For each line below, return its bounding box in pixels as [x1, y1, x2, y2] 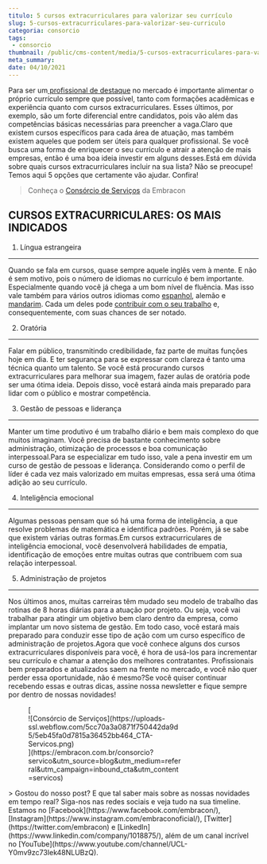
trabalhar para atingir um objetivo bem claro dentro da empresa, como [8, 613, 238, 622]
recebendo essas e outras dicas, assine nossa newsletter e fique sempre [8, 681, 248, 690]
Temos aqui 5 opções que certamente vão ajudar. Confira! [8, 170, 199, 179]
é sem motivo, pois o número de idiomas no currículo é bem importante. [8, 273, 245, 283]
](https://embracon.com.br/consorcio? [28, 747, 154, 757]
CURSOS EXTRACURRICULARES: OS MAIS [8, 209, 222, 222]
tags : [8, 33, 26, 42]
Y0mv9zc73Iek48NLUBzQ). [8, 847, 99, 857]
